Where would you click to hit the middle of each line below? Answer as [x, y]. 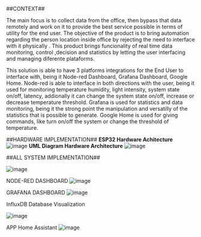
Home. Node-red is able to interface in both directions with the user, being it [100, 83]
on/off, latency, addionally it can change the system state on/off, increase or [100, 96]
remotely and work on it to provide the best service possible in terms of [94, 27]
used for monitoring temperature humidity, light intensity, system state [93, 89]
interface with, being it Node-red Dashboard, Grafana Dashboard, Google [97, 77]
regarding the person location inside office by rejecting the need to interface [100, 39]
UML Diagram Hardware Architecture [76, 146]
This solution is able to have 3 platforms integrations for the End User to [95, 70]
